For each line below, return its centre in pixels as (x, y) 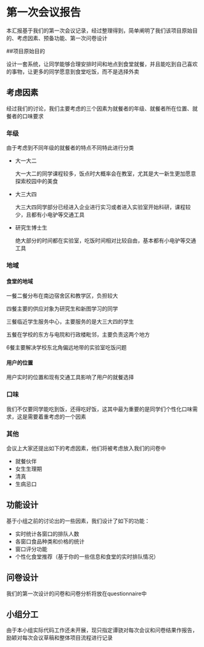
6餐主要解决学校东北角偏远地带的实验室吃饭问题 (66, 348)
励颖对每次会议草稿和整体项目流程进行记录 (59, 638)
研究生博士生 (31, 228)
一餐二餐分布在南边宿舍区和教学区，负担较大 (62, 296)
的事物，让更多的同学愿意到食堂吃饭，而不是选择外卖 (73, 71)
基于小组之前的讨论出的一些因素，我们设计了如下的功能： (78, 520)
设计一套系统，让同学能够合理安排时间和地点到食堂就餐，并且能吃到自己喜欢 (102, 64)
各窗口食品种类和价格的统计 (50, 541)
